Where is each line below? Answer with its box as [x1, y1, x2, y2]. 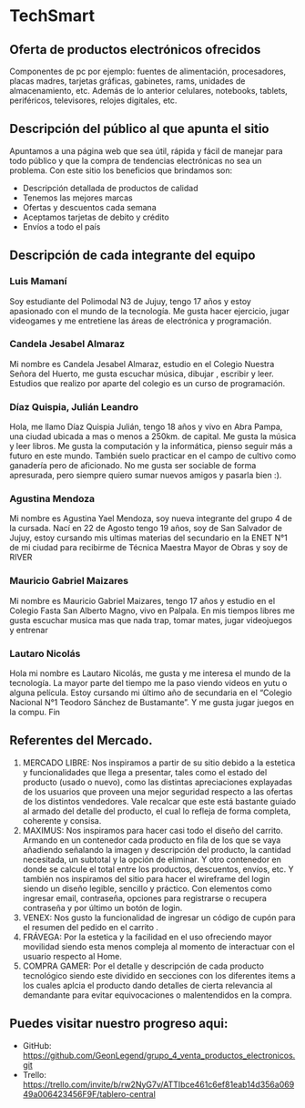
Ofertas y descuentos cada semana [22, 201, 157, 212]
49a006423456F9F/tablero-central [22, 1088, 157, 1099]
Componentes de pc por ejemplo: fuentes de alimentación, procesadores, [9, 66, 287, 77]
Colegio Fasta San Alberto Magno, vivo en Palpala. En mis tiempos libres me [9, 605, 296, 616]
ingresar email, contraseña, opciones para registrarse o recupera [22, 892, 267, 903]
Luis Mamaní [9, 275, 67, 288]
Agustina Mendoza [9, 493, 96, 506]
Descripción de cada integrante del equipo [9, 248, 256, 263]
